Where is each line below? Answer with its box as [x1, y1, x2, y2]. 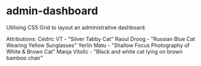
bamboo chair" [6, 54, 43, 61]
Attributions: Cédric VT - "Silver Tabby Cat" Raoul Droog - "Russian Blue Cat [6, 35, 196, 42]
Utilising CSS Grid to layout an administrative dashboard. [6, 24, 146, 31]
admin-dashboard [6, 4, 98, 18]
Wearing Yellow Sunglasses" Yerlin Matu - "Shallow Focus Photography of [6, 42, 190, 49]
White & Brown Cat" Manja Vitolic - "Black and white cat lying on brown [6, 48, 183, 55]
